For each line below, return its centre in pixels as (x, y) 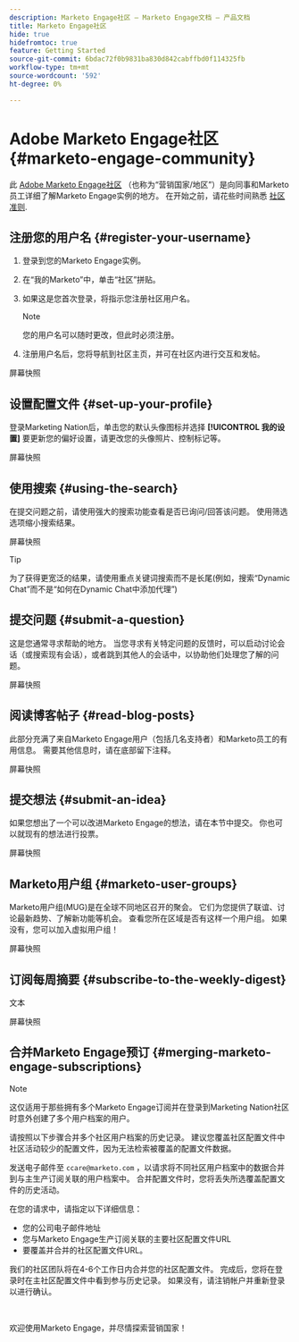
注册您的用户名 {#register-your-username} (130, 237)
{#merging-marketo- (212, 1053)
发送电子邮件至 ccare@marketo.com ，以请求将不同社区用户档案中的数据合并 (147, 1167)
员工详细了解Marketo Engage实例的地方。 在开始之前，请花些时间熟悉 (138, 195)
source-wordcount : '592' (55, 76)
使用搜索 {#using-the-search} (94, 488)
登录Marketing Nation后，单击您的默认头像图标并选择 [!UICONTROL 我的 (143, 427)
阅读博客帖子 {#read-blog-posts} (102, 716)
